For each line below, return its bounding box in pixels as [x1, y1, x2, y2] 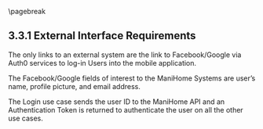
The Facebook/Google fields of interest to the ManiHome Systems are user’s [8, 73, 256, 83]
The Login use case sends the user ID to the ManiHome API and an [8, 97, 225, 106]
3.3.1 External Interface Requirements [8, 29, 196, 42]
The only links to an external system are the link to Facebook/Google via [8, 50, 242, 59]
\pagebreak [8, 7, 46, 16]
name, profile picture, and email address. [8, 81, 141, 91]
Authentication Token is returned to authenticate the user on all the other [8, 105, 243, 114]
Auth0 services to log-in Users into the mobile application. [8, 58, 197, 67]
